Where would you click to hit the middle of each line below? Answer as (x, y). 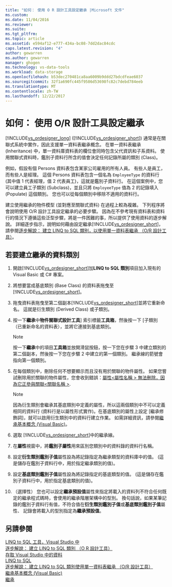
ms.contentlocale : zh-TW (32, 91)
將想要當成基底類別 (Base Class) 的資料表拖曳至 (63, 286)
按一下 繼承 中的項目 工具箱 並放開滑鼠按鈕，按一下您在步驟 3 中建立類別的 (89, 348)
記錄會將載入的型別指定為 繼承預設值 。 (63, 511)
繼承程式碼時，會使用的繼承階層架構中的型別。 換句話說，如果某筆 (92, 498)
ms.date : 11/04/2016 (27, 20)
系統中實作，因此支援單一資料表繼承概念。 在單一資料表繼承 (78, 145)
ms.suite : (16, 29)
